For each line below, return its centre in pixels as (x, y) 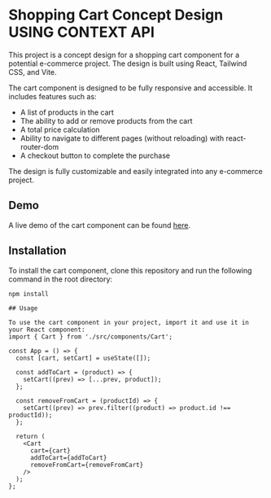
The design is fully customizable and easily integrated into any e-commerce (135, 171)
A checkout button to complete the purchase (95, 155)
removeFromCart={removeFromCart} (87, 465)
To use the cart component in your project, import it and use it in (129, 322)
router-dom (39, 146)
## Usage (23, 308)
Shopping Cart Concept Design (116, 15)
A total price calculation (60, 129)
